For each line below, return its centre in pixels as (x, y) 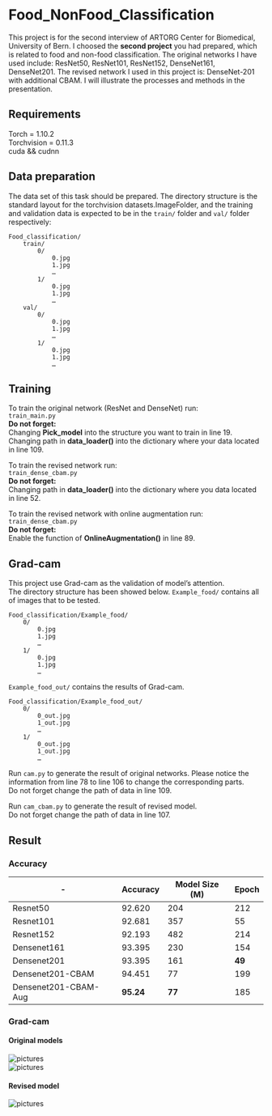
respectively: (30, 222)
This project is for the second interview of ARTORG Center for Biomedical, (132, 37)
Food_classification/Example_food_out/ (76, 702)
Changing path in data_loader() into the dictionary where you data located (133, 490)
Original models (36, 1041)
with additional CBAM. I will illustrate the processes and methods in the (127, 80)
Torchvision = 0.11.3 (41, 142)
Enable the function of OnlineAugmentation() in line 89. (102, 538)
